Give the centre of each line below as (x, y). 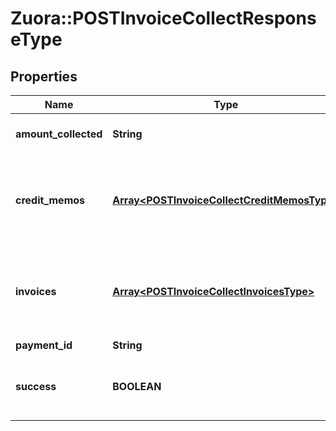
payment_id (44, 345)
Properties (44, 76)
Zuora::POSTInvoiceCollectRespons (163, 18)
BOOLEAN (137, 386)
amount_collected (59, 134)
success (36, 386)
